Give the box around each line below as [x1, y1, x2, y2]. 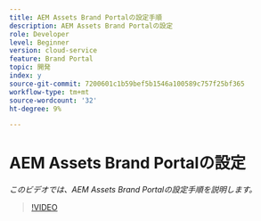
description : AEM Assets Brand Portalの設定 [9, 21, 174, 30]
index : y [9, 71, 42, 80]
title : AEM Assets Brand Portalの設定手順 [9, 12, 163, 22]
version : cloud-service [9, 46, 98, 55]
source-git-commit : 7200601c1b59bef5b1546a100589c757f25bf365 [9, 79, 245, 88]
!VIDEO [30, 202, 58, 213]
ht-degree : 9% [9, 104, 62, 113]
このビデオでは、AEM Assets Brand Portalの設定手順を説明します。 [9, 184, 257, 195]
